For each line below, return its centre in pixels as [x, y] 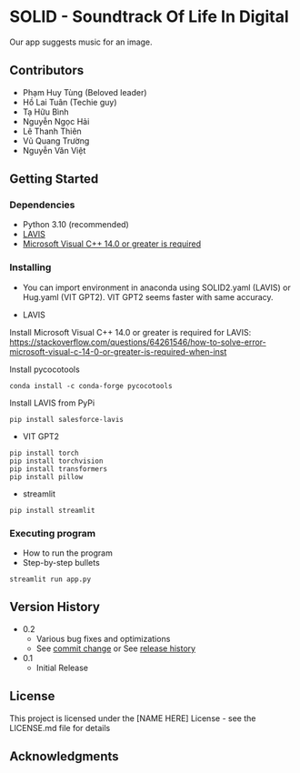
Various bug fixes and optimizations [103, 638]
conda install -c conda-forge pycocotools [91, 386]
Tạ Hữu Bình [46, 112]
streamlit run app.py [50, 579]
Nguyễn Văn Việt [54, 150]
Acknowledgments [65, 757]
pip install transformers [58, 469]
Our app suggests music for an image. [81, 42]
